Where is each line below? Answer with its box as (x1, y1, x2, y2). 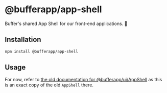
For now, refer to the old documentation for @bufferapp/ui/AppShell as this (5, 77, 162, 83)
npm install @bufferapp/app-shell (5, 49, 79, 54)
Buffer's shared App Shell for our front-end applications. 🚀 (5, 20, 128, 27)
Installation (5, 35, 41, 44)
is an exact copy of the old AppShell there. (5, 82, 94, 88)
